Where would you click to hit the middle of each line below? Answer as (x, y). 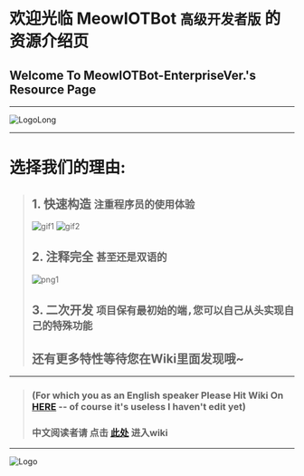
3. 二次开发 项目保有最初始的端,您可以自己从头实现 (158, 311)
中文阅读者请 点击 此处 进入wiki (100, 432)
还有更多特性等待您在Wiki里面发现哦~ (138, 359)
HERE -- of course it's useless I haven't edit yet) (138, 406)
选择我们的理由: (68, 168)
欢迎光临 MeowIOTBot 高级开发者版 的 (145, 19)
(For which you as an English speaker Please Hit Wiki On (157, 395)
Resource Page (53, 89)
